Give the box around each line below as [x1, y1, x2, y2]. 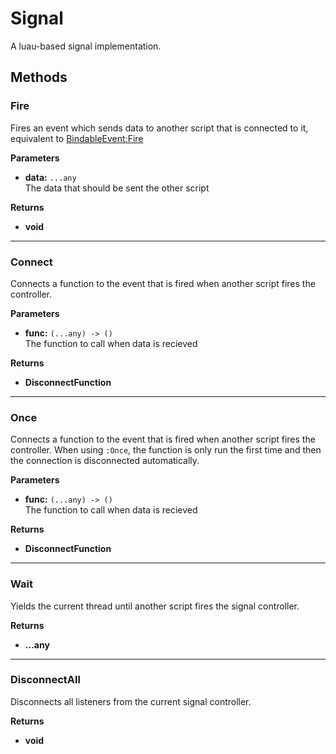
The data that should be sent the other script [24, 182, 210, 194]
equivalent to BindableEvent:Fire [10, 132, 144, 144]
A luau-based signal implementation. [10, 40, 162, 52]
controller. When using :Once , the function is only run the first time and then [10, 444, 322, 456]
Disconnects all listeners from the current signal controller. [10, 695, 252, 707]
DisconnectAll [10, 673, 81, 687]
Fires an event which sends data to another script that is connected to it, [10, 122, 309, 134]
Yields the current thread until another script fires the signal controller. [10, 600, 300, 612]
